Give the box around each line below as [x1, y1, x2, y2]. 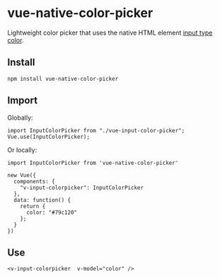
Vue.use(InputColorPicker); [7, 133, 91, 140]
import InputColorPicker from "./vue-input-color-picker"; [7, 127, 185, 134]
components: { [13, 178, 55, 185]
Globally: [7, 113, 33, 122]
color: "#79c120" [25, 209, 78, 216]
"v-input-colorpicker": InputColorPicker [20, 184, 144, 191]
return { [20, 203, 46, 210]
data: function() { [13, 196, 71, 203]
